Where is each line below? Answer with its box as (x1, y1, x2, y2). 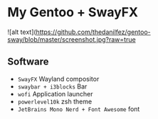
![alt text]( (7, 28, 37, 36)
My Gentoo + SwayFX (7, 4, 139, 21)
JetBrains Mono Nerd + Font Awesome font (17, 104, 140, 113)
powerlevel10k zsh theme (17, 97, 93, 106)
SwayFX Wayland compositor (17, 74, 100, 83)
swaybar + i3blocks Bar (17, 82, 88, 91)
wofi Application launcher (17, 89, 94, 98)
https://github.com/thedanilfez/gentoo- (36, 28, 151, 36)
